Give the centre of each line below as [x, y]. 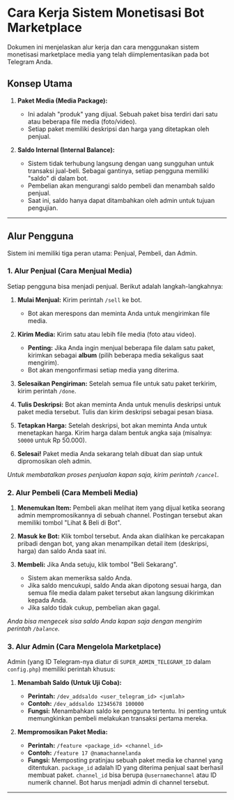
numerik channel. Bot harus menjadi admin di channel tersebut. [118, 783]
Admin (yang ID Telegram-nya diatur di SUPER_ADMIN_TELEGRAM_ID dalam [109, 662]
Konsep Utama [40, 84]
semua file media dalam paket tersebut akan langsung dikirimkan [121, 593]
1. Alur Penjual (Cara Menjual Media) [70, 271]
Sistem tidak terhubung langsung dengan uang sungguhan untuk [121, 163]
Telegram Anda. [30, 61]
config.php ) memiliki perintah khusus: [62, 669]
